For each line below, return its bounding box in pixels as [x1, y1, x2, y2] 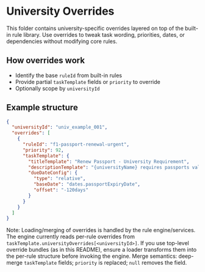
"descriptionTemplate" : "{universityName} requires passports [28, 164, 190, 170]
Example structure [6, 102, 78, 113]
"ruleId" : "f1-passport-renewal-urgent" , [22, 142, 130, 148]
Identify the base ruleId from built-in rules [15, 72, 122, 79]
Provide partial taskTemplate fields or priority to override [15, 78, 160, 85]
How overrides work [6, 55, 85, 66]
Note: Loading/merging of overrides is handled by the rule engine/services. [6, 227, 196, 234]
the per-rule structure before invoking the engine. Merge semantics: [6, 252, 178, 260]
